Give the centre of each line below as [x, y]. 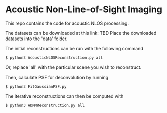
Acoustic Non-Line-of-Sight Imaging [84, 9]
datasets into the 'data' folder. [36, 39]
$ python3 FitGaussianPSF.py [36, 86]
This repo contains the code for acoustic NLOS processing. [67, 23]
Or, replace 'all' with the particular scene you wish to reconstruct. [73, 67]
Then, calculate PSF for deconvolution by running [57, 77]
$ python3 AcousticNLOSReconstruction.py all [54, 58]
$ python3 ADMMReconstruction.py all [45, 105]
